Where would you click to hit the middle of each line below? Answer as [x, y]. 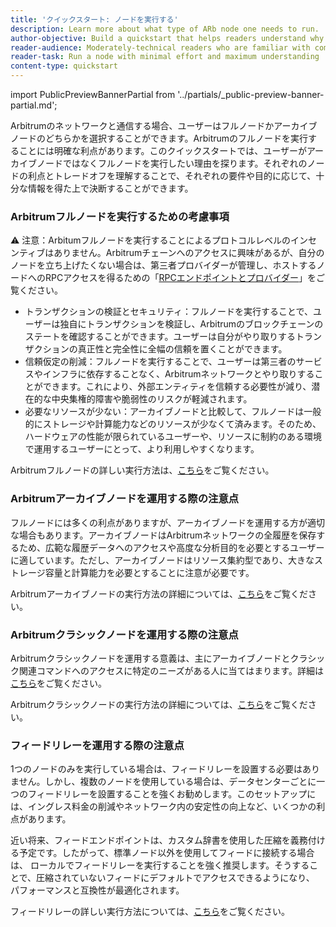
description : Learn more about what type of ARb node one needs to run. [165, 29]
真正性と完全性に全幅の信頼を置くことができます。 [182, 349]
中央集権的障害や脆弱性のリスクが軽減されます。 [152, 399]
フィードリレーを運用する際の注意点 [97, 745]
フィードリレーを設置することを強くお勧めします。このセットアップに [172, 794]
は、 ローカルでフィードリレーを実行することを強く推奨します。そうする [160, 865]
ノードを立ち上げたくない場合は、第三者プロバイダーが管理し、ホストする [163, 265]
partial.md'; [34, 105]
